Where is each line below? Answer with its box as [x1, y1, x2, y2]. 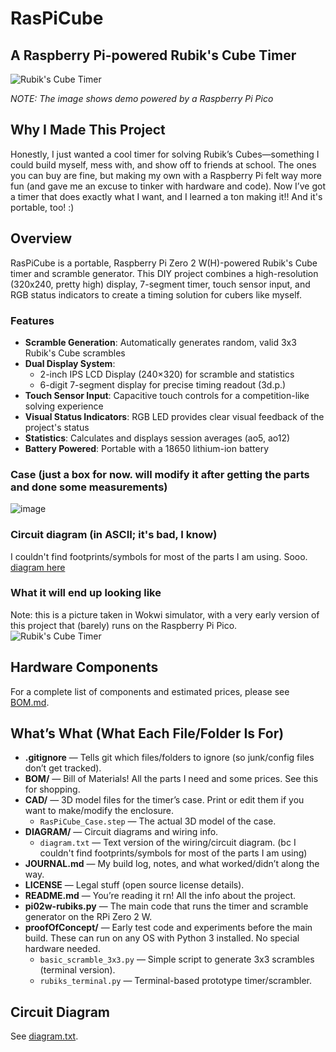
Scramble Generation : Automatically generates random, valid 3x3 [24, 336, 297, 348]
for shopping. [24, 783, 81, 796]
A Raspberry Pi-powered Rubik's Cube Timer [10, 47, 297, 64]
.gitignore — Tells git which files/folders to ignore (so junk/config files [24, 752, 315, 764]
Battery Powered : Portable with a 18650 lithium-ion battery [24, 442, 270, 454]
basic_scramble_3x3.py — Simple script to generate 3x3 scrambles [39, 953, 315, 966]
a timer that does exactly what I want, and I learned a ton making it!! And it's [10, 190, 323, 202]
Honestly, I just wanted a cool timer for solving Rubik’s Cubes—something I [10, 148, 320, 160]
